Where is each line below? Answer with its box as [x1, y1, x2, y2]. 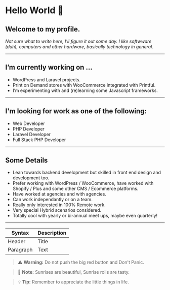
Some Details [5, 156, 48, 165]
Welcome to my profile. [5, 25, 80, 34]
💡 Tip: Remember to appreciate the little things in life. [17, 279, 129, 285]
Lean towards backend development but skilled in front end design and [12, 170, 161, 176]
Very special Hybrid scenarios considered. [12, 207, 102, 213]
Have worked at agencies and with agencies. [12, 191, 106, 197]
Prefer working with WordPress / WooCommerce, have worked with [12, 180, 154, 186]
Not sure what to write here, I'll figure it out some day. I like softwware [5, 38, 152, 44]
